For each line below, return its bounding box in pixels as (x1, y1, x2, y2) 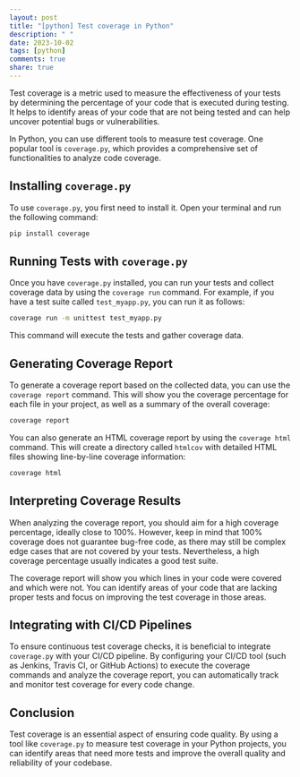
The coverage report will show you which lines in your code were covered (9, 572, 282, 583)
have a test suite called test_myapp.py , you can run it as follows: (9, 296, 245, 307)
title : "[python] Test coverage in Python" (9, 21, 175, 30)
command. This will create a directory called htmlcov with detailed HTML (9, 441, 278, 452)
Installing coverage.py (9, 178, 132, 193)
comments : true (9, 55, 66, 64)
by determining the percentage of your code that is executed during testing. (9, 97, 289, 107)
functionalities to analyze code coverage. (9, 152, 162, 163)
